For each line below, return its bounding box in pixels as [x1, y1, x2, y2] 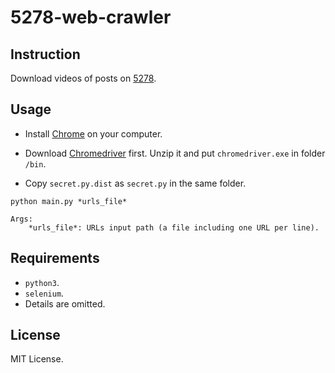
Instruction [10, 46, 81, 63]
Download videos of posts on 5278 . [10, 72, 157, 84]
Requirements [10, 250, 100, 267]
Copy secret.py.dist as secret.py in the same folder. [24, 177, 247, 189]
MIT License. [10, 353, 64, 365]
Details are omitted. [24, 297, 106, 310]
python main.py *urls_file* [10, 196, 128, 206]
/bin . [24, 157, 47, 170]
